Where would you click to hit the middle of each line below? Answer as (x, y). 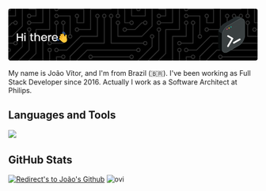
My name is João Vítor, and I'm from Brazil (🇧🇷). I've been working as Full (129, 73)
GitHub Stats (40, 160)
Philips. (20, 90)
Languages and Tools (62, 115)
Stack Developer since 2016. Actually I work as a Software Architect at (123, 82)
